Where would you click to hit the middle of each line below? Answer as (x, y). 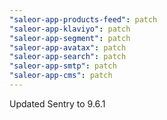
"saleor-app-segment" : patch (70, 38)
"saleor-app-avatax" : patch (68, 47)
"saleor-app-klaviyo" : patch (70, 29)
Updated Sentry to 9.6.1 (57, 103)
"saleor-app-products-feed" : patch (83, 19)
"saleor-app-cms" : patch (61, 76)
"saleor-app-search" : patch (68, 57)
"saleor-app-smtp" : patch (63, 66)
